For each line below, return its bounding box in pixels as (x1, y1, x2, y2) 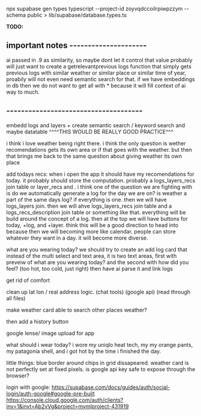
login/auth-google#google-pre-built (6, 390, 95, 397)
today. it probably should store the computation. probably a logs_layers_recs (6, 176, 196, 184)
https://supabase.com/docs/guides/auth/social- (52, 384, 170, 391)
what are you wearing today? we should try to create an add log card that (6, 246, 188, 253)
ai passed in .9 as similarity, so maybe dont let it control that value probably (6, 56, 193, 64)
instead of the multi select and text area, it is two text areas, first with (6, 252, 177, 259)
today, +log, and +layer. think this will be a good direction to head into (6, 222, 179, 229)
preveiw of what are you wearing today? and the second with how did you (6, 258, 189, 266)
